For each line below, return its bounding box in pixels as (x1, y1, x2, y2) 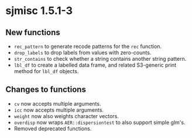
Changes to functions (5, 85, 86, 95)
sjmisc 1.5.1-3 (5, 4, 73, 18)
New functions (5, 27, 61, 37)
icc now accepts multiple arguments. (13, 106, 104, 113)
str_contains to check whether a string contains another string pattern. (13, 56, 187, 62)
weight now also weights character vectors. (13, 112, 119, 119)
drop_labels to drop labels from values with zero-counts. (13, 49, 152, 56)
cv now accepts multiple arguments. (13, 100, 101, 107)
